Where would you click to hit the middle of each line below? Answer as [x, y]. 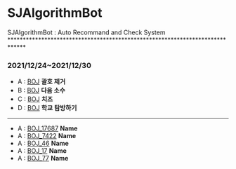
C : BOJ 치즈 [35, 99]
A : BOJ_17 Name [42, 151]
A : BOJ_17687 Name [47, 128]
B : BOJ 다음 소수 [41, 90]
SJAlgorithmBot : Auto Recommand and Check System [86, 32]
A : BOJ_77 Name [43, 158]
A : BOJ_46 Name [43, 143]
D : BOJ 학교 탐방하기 [47, 108]
